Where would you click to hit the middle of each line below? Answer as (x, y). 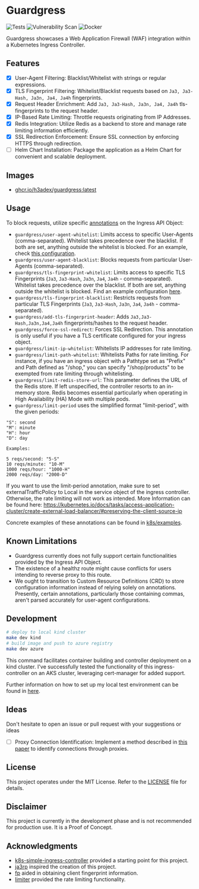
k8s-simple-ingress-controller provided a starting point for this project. (102, 860)
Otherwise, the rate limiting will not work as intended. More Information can (98, 498)
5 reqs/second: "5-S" (33, 459)
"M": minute (21, 428)
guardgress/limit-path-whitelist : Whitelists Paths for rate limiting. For (102, 355)
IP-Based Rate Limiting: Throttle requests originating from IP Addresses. (103, 117)
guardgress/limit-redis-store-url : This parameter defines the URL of (101, 380)
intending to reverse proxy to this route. (63, 574)
